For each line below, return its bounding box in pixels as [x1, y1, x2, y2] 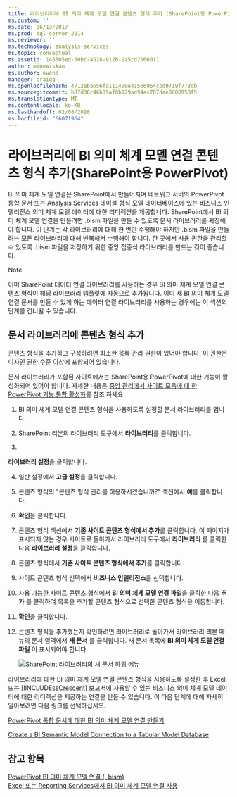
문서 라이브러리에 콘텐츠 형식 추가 [8, 329, 145, 341]
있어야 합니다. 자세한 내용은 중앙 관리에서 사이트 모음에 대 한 [32, 382, 198, 390]
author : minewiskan [8, 63, 65, 70]
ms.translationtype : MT [8, 96, 78, 103]
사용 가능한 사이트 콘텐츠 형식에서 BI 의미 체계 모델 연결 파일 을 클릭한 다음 [18, 589, 220, 597]
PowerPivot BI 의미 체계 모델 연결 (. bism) [8, 772, 125, 782]
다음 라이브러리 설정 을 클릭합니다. [18, 544, 111, 553]
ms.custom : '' [8, 17, 50, 24]
